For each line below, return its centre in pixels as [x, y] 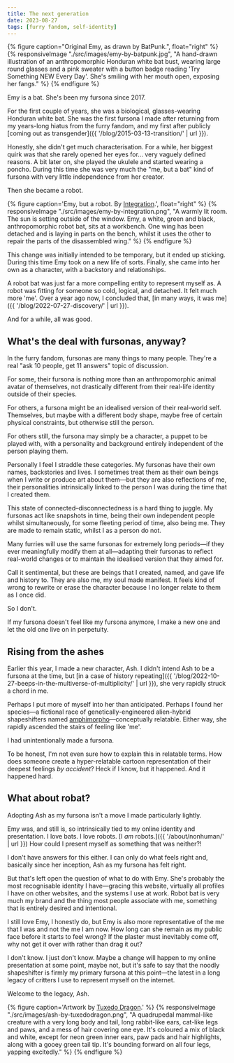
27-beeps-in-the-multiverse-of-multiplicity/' [71, 683]
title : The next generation [48, 14]
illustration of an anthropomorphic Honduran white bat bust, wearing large [114, 62]
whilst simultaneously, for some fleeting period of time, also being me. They [116, 523]
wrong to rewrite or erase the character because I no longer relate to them [114, 588]
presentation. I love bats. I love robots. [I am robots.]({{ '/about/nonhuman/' [116, 836]
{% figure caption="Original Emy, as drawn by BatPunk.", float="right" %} [113, 47]
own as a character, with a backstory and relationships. [87, 270]
